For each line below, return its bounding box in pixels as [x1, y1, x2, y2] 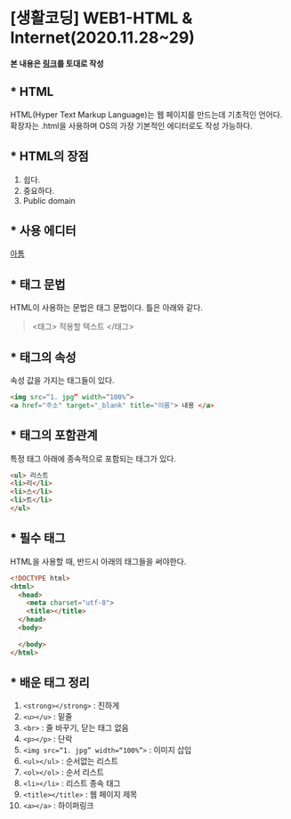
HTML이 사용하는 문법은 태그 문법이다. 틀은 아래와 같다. [10, 302, 204, 313]
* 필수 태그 [10, 531, 66, 546]
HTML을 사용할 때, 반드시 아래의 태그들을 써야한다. [10, 556, 187, 566]
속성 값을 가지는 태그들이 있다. [10, 375, 115, 385]
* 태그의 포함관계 [10, 428, 98, 443]
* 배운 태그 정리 [10, 675, 90, 690]
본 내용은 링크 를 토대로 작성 [10, 58, 104, 68]
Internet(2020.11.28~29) [10, 28, 195, 48]
